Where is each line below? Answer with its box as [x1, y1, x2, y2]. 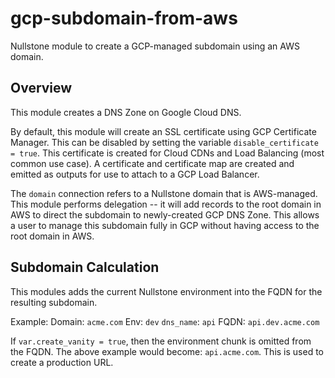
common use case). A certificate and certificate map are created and [10, 157, 295, 169]
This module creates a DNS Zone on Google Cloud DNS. [10, 106, 242, 118]
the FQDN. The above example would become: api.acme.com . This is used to [10, 345, 325, 357]
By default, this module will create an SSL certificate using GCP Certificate [10, 125, 317, 137]
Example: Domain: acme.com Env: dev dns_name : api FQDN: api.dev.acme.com [10, 315, 320, 327]
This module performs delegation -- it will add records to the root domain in [10, 198, 322, 210]
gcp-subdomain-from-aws [10, 7, 238, 30]
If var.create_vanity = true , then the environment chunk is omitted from [10, 335, 312, 347]
